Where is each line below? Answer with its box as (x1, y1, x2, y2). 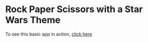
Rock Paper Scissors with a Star (5, 4, 143, 15)
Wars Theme (5, 14, 61, 26)
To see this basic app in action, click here (5, 31, 92, 37)
